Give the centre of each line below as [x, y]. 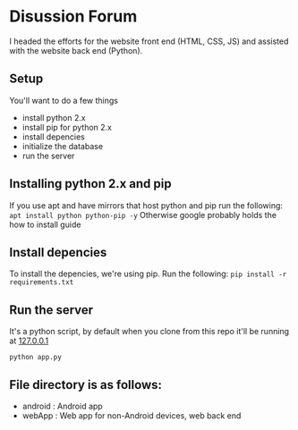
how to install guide [45, 224]
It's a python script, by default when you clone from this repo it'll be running [149, 332]
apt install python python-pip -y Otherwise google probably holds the [143, 215]
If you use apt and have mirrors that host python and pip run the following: [146, 205]
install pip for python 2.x [67, 127]
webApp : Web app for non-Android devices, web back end [132, 416]
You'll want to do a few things [64, 100]
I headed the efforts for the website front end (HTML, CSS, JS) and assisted [149, 41]
